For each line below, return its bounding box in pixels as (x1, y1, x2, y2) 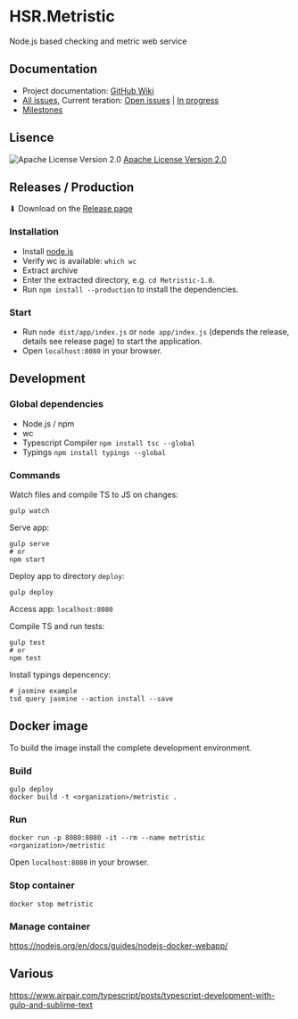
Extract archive (21, 265, 79, 276)
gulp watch (9, 506, 50, 515)
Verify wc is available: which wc (21, 255, 137, 266)
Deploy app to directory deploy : (9, 570, 125, 581)
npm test (9, 653, 42, 662)
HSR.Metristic (9, 6, 116, 27)
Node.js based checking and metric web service (9, 36, 187, 46)
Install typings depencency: (9, 669, 112, 680)
